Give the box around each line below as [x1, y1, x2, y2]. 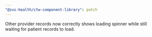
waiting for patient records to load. [5, 26, 75, 32]
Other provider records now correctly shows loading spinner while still [5, 21, 147, 27]
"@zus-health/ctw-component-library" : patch [5, 7, 98, 12]
